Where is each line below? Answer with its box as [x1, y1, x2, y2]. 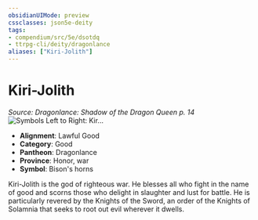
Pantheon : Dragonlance [19, 147, 98, 157]
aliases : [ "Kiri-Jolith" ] [8, 48, 93, 56]
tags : [8, 26, 26, 34]
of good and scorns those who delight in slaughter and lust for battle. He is [8, 187, 250, 197]
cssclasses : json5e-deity [8, 19, 93, 27]
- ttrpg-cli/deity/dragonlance [8, 41, 111, 49]
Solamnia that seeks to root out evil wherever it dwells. [8, 204, 184, 214]
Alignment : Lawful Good [19, 131, 100, 140]
